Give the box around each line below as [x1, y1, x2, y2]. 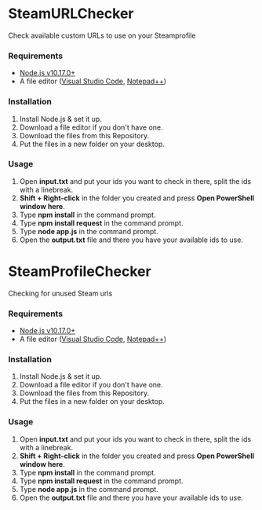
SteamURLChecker [8, 5, 134, 23]
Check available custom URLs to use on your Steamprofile [8, 31, 196, 40]
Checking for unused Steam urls [8, 288, 113, 298]
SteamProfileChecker [8, 262, 151, 281]
